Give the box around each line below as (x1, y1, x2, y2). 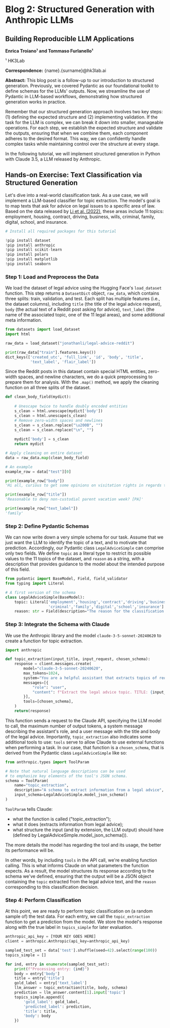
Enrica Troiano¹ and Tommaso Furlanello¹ (5, 48, 94, 54)
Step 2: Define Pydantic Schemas (5, 522, 90, 529)
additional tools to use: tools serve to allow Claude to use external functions (5, 739, 164, 745)
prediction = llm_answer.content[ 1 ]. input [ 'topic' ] (14, 990, 125, 995)
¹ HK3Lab (5, 58, 25, 64)
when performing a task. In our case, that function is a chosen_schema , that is (5, 744, 164, 750)
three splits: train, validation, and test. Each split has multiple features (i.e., (5, 296, 160, 302)
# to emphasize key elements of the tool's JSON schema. (5, 773, 128, 778)
